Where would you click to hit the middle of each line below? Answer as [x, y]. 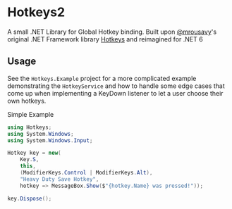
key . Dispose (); [30, 198]
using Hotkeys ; [30, 127]
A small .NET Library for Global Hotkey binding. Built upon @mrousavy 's [112, 32]
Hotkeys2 [36, 12]
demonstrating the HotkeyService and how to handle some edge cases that [116, 86]
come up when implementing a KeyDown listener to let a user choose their [115, 93]
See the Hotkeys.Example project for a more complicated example [102, 78]
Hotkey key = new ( [34, 153]
